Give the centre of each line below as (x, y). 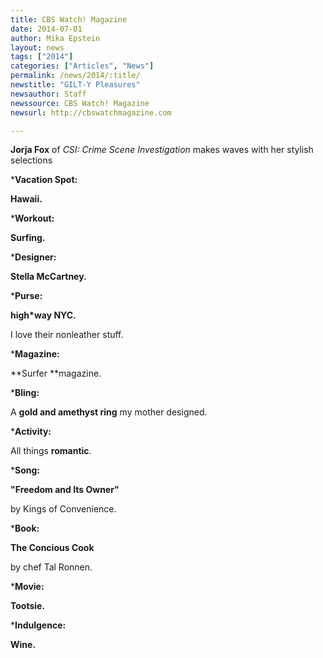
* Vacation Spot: (44, 180)
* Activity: (31, 432)
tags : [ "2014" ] (42, 57)
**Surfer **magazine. (56, 373)
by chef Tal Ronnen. (51, 567)
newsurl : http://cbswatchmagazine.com (91, 112)
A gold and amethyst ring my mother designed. (109, 412)
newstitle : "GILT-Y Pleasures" (75, 85)
